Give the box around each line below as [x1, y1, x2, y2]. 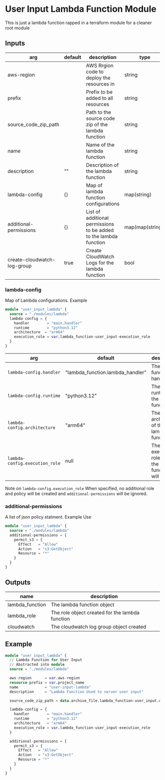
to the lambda [85, 232, 118, 239]
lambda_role [7, 612, 36, 619]
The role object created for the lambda [51, 609, 140, 616]
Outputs [5, 578, 31, 587]
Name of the [85, 141, 115, 148]
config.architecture [7, 425, 55, 431]
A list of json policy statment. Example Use [5, 514, 92, 520]
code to [85, 68, 104, 75]
